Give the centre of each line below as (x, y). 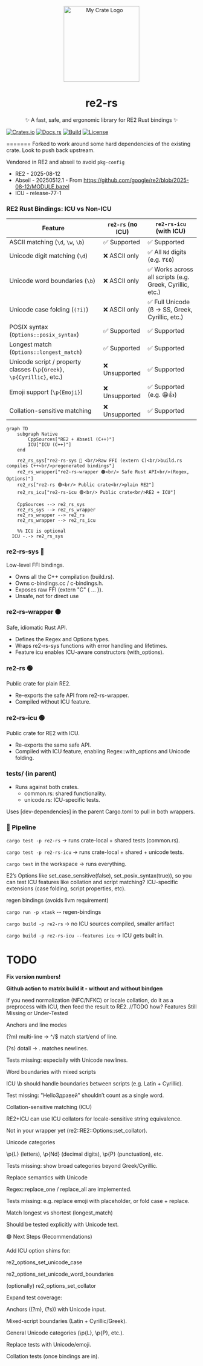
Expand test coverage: (34, 1298)
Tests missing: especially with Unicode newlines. (67, 1060)
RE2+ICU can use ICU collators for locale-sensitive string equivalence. (94, 1119)
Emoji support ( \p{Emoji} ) (46, 392)
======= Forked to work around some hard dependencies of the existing (98, 144)
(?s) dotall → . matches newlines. (47, 1048)
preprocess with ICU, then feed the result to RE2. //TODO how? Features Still (101, 1007)
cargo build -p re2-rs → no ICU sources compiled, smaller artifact (90, 924)
